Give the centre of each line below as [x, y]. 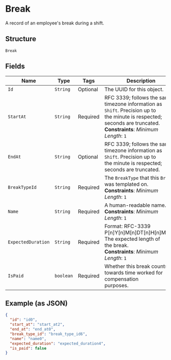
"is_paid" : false [28, 348]
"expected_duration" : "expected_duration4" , [58, 343]
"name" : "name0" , [28, 339]
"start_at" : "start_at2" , [37, 325]
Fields [15, 66]
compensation [121, 279]
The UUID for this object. [134, 89]
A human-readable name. [135, 205]
